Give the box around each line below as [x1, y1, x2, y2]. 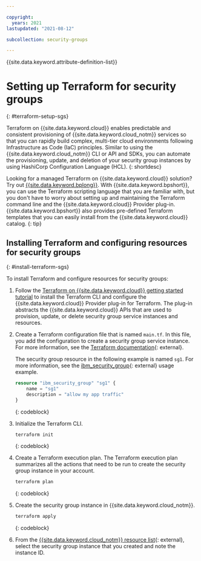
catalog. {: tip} [6, 220, 42, 228]
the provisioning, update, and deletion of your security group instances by [6, 157, 191, 164]
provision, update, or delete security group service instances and [15, 313, 179, 319]
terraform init [15, 432, 54, 438]
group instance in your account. [15, 467, 95, 474]
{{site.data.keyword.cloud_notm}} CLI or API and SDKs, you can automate [6, 150, 191, 158]
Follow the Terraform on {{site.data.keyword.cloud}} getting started [15, 287, 183, 294]
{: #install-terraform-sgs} [6, 263, 70, 270]
